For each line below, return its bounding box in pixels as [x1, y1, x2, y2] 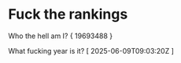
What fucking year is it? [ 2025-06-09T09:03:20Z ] [8, 46, 175, 55]
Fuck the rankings [8, 5, 128, 23]
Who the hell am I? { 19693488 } [8, 31, 113, 40]
